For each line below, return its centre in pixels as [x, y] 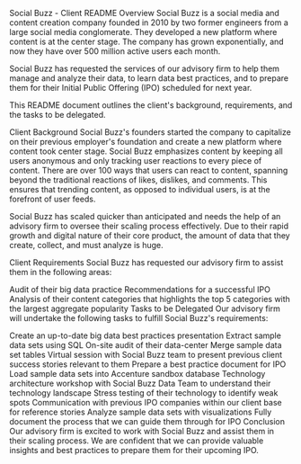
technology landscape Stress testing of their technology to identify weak [144, 393]
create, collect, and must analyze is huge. [86, 245]
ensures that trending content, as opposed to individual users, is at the [140, 189]
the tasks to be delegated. [58, 115]
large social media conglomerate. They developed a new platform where [143, 32]
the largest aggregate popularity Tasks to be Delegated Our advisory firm [145, 308]
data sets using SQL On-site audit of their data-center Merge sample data [146, 345]
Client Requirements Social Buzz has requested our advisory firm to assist [146, 263]
